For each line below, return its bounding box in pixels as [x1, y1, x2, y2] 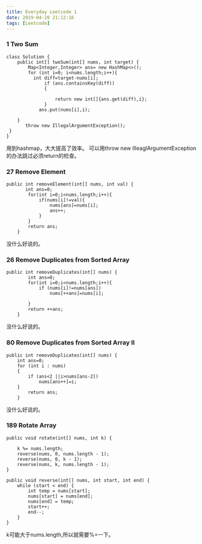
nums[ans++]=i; [38, 378, 77, 384]
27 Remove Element [6, 167, 66, 176]
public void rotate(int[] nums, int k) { [6, 435, 112, 441]
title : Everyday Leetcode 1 [6, 8, 77, 15]
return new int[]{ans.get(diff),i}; [54, 96, 148, 102]
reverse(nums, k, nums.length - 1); [17, 461, 110, 467]
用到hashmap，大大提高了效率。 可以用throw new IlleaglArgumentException [6, 144, 197, 152]
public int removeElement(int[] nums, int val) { [6, 181, 134, 187]
